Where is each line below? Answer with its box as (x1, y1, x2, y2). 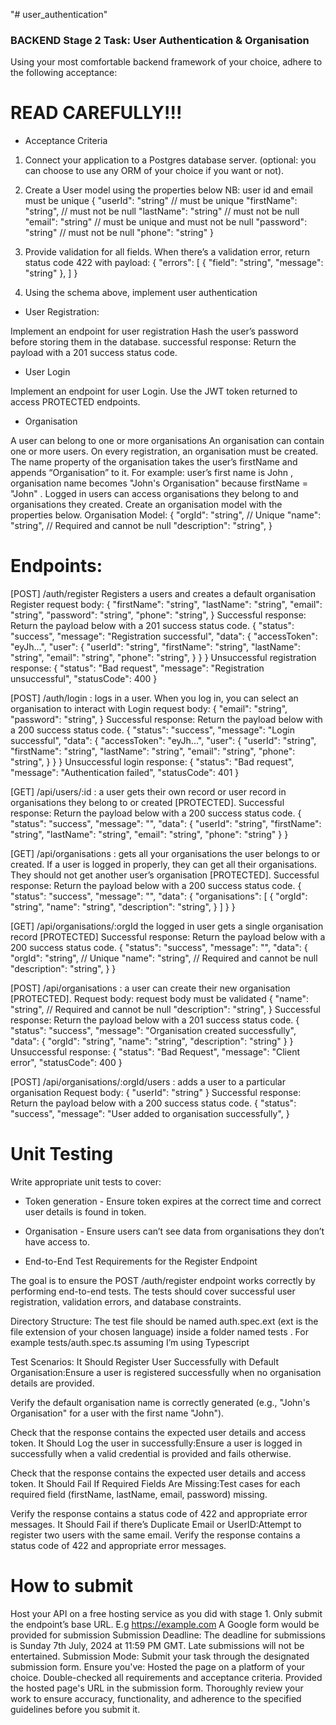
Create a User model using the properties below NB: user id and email (24, 184, 313, 196)
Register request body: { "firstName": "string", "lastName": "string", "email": (10, 599, 323, 611)
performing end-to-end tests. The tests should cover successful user (10, 1285, 296, 1298)
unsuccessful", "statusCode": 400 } (10, 673, 158, 685)
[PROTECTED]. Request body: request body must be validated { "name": (10, 993, 309, 1005)
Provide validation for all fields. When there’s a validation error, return (24, 246, 311, 258)
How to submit (10, 1575, 134, 1598)
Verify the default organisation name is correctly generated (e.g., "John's (10, 1397, 311, 1409)
